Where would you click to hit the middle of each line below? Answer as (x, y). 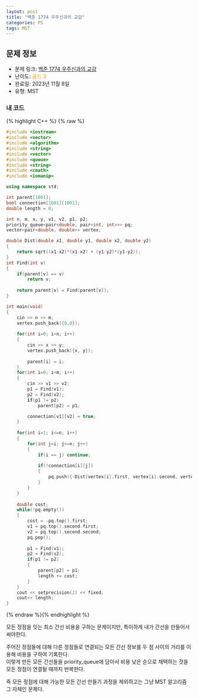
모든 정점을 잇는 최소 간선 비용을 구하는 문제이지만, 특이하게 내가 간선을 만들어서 (98, 627)
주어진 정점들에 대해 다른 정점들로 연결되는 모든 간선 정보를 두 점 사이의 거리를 (96, 647)
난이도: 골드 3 (30, 76)
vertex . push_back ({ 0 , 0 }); (49, 323)
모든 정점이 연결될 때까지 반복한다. (45, 669)
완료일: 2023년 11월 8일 (42, 84)
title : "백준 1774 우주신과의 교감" (46, 17)
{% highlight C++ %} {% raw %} (45, 121)
